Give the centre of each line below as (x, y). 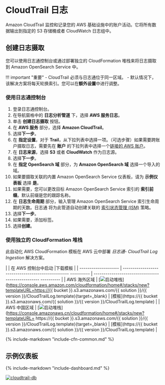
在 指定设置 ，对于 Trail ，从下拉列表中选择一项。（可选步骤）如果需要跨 (84, 140)
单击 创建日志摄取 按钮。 (38, 122)
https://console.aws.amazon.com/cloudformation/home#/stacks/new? (78, 285)
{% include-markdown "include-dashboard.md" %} (58, 368)
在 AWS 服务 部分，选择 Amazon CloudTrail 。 (59, 128)
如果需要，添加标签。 (34, 220)
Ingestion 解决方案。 (26, 258)
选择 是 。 (32, 183)
